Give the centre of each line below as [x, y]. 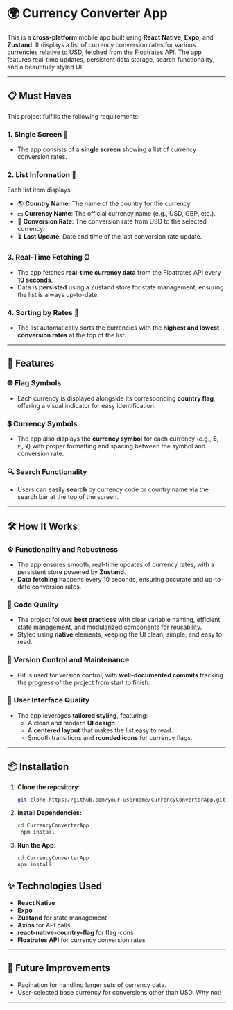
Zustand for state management [62, 918]
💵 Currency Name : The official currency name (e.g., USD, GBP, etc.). [116, 214]
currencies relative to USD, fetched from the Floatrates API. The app [105, 52]
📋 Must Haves [40, 96]
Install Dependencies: [49, 813]
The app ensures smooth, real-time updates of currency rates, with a [116, 564]
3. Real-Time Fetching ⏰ [49, 258]
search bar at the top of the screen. [68, 497]
